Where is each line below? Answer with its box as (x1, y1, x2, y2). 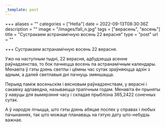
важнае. (5, 117, 23, 123)
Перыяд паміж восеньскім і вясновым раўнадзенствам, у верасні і (5, 81, 147, 87)
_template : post (5, 7, 39, 12)
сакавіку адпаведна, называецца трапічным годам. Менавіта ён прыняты (5, 86, 161, 92)
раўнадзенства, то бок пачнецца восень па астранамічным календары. (5, 61, 157, 67)
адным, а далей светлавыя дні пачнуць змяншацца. (5, 71, 115, 77)
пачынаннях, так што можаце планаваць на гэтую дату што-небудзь (5, 112, 150, 118)
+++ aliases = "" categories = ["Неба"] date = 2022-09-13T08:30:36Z (5, 21, 149, 27)
